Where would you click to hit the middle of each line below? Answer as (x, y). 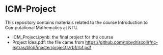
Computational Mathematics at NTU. (42, 27)
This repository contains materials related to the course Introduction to (77, 22)
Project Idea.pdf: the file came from (48, 42)
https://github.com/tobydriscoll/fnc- (122, 42)
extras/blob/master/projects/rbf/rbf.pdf (52, 47)
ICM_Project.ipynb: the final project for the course (63, 37)
